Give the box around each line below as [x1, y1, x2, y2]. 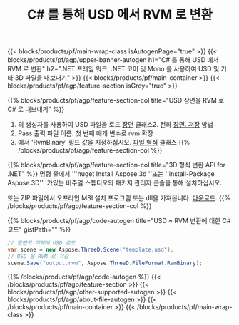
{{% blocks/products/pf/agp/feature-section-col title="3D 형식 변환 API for [7, 161, 226, 170]
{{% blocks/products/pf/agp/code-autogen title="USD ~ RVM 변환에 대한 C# [7, 217, 231, 225]
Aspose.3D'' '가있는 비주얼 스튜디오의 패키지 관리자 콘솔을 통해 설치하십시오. [7, 179, 223, 187]
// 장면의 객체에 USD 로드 [7, 239, 76, 247]
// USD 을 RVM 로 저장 [7, 252, 69, 260]
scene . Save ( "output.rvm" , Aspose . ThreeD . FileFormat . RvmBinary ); [7, 259, 203, 267]
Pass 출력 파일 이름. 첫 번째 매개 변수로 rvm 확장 [17, 129, 153, 138]
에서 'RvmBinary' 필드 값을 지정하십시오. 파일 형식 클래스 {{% [17, 138, 190, 147]
